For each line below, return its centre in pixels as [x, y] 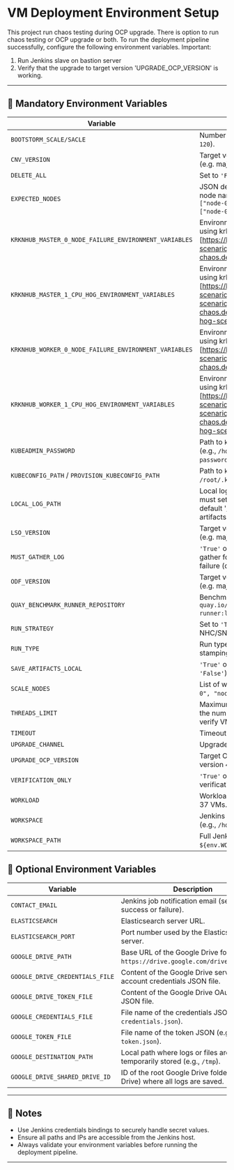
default [211, 508]
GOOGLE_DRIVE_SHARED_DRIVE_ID [61, 1077]
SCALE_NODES [31, 689]
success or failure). [153, 909]
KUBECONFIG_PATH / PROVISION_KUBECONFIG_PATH [85, 475]
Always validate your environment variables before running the [107, 1145]
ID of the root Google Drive [165, 1072]
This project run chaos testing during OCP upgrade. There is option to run [113, 32]
